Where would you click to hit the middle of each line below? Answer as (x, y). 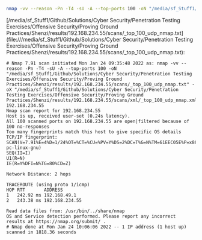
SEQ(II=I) (19, 153)
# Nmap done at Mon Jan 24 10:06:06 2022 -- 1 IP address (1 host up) (96, 227)
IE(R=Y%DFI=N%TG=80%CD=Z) (38, 163)
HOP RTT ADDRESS (35, 190)
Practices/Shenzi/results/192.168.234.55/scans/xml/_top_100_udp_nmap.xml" (103, 100)
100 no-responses (28, 127)
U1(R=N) (16, 158)
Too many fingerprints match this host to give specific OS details (94, 132)
